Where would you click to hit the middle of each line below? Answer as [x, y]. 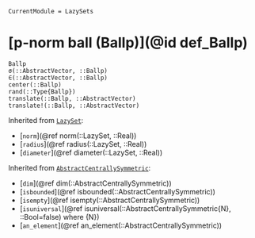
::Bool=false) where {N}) [59, 217]
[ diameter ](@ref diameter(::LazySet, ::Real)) [91, 152]
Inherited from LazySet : [46, 120]
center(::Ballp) [35, 84]
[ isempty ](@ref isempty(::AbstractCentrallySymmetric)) [110, 200]
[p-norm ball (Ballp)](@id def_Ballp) [128, 43]
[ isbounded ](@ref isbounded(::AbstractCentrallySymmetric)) [118, 191]
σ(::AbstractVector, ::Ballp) [58, 71]
